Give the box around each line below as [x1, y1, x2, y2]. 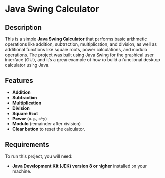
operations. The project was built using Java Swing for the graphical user [5, 52, 154, 58]
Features [5, 76, 33, 85]
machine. [12, 168, 32, 174]
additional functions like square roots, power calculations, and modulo [5, 47, 148, 52]
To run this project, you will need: [5, 153, 73, 159]
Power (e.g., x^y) [12, 116, 47, 121]
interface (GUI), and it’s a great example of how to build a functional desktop [5, 57, 160, 62]
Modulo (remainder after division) [12, 120, 81, 126]
